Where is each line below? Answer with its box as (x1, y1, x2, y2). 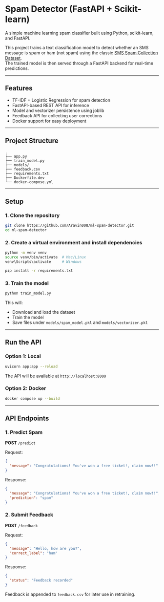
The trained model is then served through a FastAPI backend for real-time (5, 60, 154, 66)
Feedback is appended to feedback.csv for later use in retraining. (5, 591, 136, 597)
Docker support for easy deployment (12, 118, 86, 124)
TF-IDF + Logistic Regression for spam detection (12, 97, 111, 103)
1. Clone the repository (5, 212, 60, 218)
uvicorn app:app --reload (5, 364, 58, 369)
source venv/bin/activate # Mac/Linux (5, 255, 86, 260)
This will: (5, 300, 23, 305)
